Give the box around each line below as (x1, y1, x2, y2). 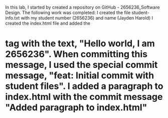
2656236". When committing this (5, 49, 148, 60)
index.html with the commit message (5, 91, 163, 102)
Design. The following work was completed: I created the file (5, 10, 131, 16)
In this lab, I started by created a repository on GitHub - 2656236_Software (5, 5, 160, 10)
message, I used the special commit (5, 59, 158, 71)
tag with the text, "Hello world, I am (5, 38, 155, 49)
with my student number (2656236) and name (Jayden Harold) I (21, 15, 153, 21)
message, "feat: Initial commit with (5, 70, 154, 81)
